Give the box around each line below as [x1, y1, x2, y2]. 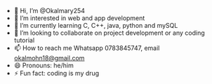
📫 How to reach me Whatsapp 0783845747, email [13, 44, 160, 52]
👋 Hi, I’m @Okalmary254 [13, 7, 86, 15]
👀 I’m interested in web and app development [13, 14, 145, 22]
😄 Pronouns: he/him [13, 61, 74, 69]
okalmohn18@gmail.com [13, 54, 85, 62]
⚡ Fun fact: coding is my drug [13, 69, 100, 77]
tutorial [13, 36, 35, 44]
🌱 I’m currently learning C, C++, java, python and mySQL [13, 22, 178, 29]
